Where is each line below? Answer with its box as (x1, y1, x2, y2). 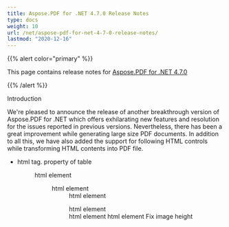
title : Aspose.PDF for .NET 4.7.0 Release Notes (7, 10, 149, 17)
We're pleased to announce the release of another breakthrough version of (7, 108, 220, 116)
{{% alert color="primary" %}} (7, 54, 94, 63)
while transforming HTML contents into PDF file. (7, 144, 144, 153)
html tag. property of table (17, 158, 92, 166)
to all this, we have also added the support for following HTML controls (7, 137, 208, 145)
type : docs (7, 17, 39, 23)
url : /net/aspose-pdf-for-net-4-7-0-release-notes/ (7, 29, 158, 36)
